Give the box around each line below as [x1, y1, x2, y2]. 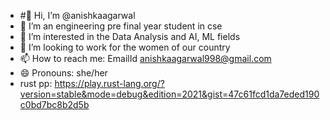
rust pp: [19, 78, 53, 89]
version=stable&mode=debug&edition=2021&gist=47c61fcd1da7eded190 [19, 88, 320, 100]
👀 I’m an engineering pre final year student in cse [19, 20, 223, 32]
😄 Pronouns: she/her [19, 67, 108, 79]
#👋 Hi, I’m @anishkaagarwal [19, 10, 136, 21]
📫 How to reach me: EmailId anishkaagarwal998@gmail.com [19, 53, 272, 64]
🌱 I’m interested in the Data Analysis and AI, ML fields [19, 31, 241, 42]
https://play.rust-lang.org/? [54, 78, 165, 89]
